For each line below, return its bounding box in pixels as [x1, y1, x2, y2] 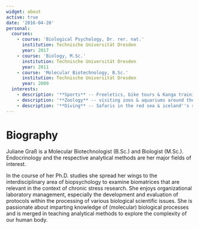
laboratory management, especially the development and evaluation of [6, 191, 179, 198]
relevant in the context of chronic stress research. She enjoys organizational [6, 185, 192, 192]
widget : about [6, 8, 41, 15]
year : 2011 [21, 64, 49, 70]
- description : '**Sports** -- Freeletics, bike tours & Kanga [17, 92, 176, 98]
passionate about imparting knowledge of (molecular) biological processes [6, 203, 189, 211]
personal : [6, 25, 31, 32]
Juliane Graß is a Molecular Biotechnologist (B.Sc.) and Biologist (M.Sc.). [6, 148, 184, 155]
